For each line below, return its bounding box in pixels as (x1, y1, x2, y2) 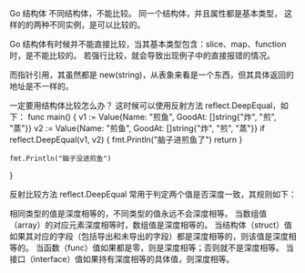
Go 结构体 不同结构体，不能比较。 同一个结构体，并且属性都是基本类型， (9, 8, 282, 18)
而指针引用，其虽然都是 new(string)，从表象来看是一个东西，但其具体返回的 (9, 69, 294, 80)
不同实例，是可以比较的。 (48, 19, 146, 30)
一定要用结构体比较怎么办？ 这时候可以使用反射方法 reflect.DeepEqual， (9, 100, 280, 111)
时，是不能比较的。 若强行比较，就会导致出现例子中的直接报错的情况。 (9, 50, 275, 61)
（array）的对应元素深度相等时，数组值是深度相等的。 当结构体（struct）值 (9, 219, 293, 230)
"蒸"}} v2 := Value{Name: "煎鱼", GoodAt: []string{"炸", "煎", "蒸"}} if (9, 123, 266, 134)
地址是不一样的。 (9, 81, 74, 91)
